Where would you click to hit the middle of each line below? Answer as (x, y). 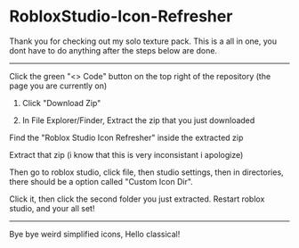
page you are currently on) (58, 86)
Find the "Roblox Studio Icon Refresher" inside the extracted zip (126, 137)
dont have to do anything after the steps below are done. (113, 50)
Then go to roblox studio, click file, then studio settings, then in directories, (146, 172)
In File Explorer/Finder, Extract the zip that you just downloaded (138, 120)
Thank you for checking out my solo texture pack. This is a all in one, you (143, 41)
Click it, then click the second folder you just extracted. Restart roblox (137, 199)
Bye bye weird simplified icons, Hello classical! (95, 234)
